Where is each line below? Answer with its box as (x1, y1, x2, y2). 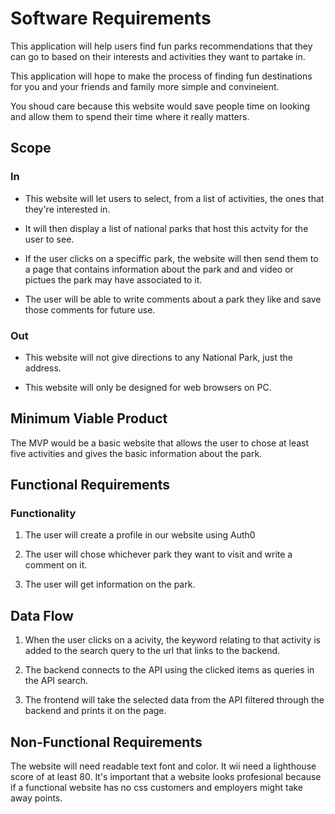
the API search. (24, 675, 88, 687)
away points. (10, 792, 63, 804)
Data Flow (10, 607, 74, 624)
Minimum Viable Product (10, 410, 168, 427)
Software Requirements (10, 7, 212, 30)
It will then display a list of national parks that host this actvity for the (24, 222, 309, 234)
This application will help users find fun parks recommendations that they (10, 40, 313, 52)
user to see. (24, 233, 75, 245)
